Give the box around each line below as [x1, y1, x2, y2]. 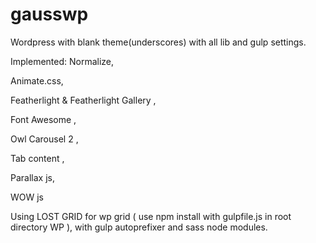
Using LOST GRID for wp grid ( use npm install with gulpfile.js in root [10, 210, 292, 222]
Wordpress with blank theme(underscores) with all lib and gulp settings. [10, 36, 307, 48]
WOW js [10, 191, 45, 203]
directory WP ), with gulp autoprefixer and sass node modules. [10, 221, 268, 233]
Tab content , [10, 152, 65, 164]
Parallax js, [10, 171, 55, 183]
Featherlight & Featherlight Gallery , [10, 94, 157, 106]
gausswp [10, 3, 89, 26]
